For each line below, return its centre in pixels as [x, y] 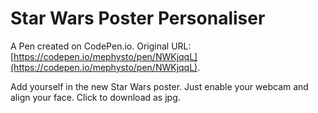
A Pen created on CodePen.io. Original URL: [101, 46]
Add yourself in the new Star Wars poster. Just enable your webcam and [159, 86]
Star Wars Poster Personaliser [138, 18]
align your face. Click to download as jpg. [95, 97]
